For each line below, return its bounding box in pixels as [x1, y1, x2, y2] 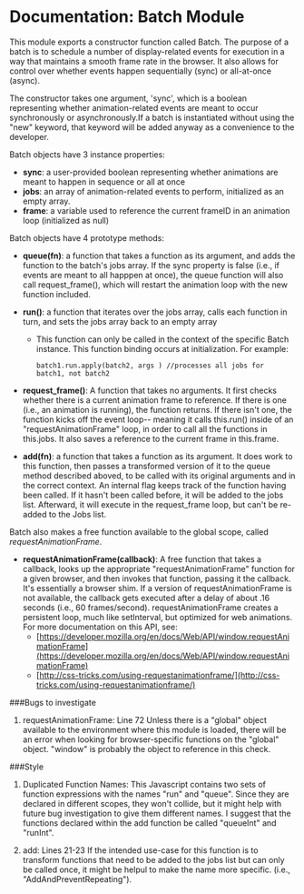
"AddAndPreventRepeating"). [22, 873, 132, 884]
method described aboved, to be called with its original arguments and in [22, 470, 296, 481]
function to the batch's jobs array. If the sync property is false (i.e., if [22, 259, 279, 270]
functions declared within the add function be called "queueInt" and [22, 817, 277, 829]
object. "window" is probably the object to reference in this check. [22, 743, 271, 754]
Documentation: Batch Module [9, 6, 245, 27]
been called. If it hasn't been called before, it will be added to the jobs [22, 489, 284, 500]
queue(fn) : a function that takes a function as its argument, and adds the [22, 250, 296, 261]
